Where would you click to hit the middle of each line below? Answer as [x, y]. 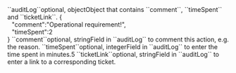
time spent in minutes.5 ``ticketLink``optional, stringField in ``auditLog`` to [113, 54]
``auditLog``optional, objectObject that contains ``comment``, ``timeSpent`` [115, 9]
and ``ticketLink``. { [35, 17]
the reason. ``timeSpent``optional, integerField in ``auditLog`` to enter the [113, 47]
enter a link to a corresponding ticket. [62, 62]
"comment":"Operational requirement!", [69, 25]
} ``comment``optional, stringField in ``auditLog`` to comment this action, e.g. [118, 39]
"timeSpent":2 [32, 32]
